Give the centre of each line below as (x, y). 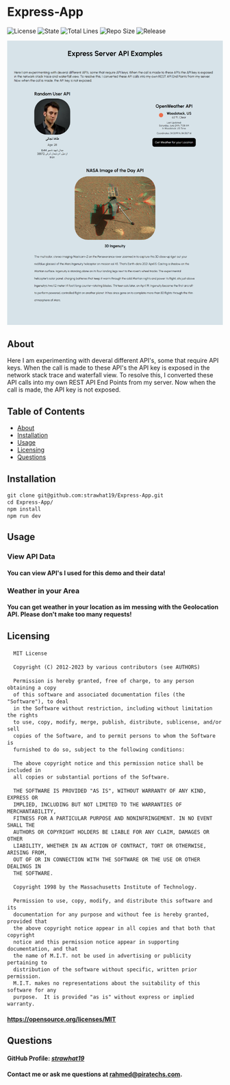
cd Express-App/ (30, 502)
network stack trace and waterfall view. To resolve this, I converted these (110, 375)
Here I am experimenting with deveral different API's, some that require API (113, 361)
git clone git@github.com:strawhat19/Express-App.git (86, 495)
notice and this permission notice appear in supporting (96, 942)
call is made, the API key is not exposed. (64, 390)
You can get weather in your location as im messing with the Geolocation (113, 607)
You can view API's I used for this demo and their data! (86, 573)
